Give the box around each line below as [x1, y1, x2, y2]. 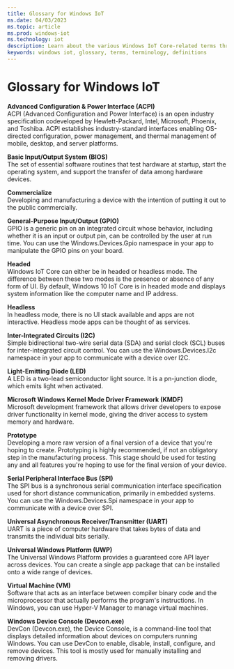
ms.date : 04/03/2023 [7, 17, 68, 24]
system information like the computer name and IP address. [7, 289, 178, 298]
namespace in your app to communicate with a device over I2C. [7, 353, 190, 362]
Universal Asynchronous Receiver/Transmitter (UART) [7, 517, 169, 525]
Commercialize [7, 188, 52, 197]
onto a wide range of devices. [7, 567, 93, 576]
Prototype [7, 431, 37, 439]
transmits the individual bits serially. [7, 532, 110, 540]
